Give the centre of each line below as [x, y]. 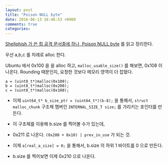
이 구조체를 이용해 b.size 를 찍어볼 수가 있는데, [59, 124]
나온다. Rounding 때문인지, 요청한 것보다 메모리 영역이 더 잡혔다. [69, 72]
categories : [18, 29]
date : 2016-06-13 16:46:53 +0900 [41, 19]
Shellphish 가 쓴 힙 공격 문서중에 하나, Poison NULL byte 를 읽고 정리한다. [79, 44]
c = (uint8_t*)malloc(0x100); [37, 90]
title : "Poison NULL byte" [34, 15]
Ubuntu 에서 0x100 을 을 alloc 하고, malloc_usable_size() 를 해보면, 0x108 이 [84, 65]
